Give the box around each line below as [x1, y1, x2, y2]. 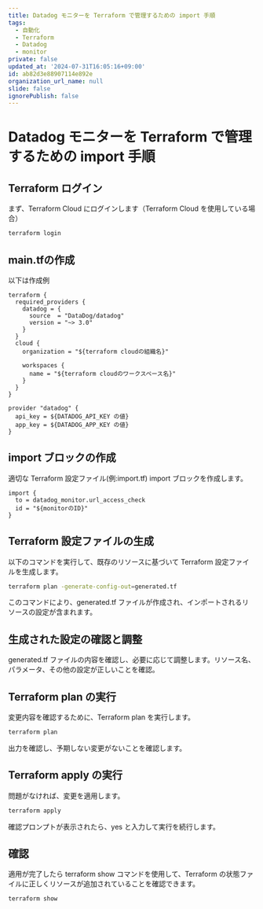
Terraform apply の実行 [8, 768, 123, 782]
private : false [8, 56, 58, 64]
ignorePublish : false [8, 92, 79, 100]
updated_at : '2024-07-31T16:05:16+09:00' [8, 63, 146, 71]
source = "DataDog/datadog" [28, 311, 125, 319]
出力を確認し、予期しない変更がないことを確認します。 [8, 743, 187, 753]
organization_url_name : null [8, 77, 104, 85]
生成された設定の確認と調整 [8, 632, 143, 646]
